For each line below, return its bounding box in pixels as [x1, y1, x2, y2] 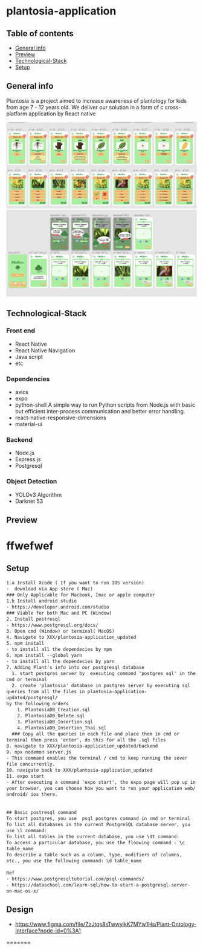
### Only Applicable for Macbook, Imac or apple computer [6, 592, 155, 598]
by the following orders [6, 700, 69, 706]
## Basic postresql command [6, 809, 77, 815]
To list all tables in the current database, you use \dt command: [6, 833, 180, 839]
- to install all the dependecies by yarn [6, 658, 115, 664]
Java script [14, 353, 43, 360]
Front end [6, 326, 35, 335]
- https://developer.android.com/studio [6, 604, 110, 610]
